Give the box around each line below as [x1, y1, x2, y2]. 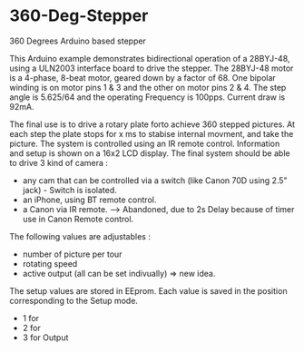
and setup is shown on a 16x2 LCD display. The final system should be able [9, 147, 290, 159]
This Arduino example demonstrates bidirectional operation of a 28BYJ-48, [9, 53, 290, 64]
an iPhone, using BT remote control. [22, 194, 157, 205]
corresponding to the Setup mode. [9, 295, 139, 306]
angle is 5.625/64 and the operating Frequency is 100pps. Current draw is [9, 92, 286, 103]
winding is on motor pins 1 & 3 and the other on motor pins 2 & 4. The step [9, 82, 287, 93]
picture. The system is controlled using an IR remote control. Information [9, 138, 280, 149]
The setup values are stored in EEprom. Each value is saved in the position [9, 285, 288, 296]
